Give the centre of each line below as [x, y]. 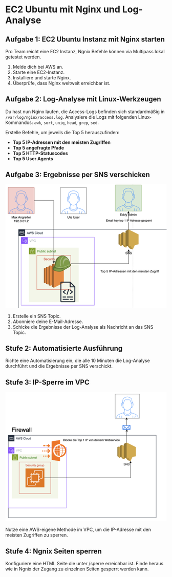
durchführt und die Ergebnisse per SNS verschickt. [59, 366]
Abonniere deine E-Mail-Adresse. [48, 322]
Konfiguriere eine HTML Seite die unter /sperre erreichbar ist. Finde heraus [84, 563]
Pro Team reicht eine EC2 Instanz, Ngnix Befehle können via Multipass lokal [85, 51]
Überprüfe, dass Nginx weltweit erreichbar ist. [61, 83]
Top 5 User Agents [33, 158]
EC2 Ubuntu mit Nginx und [63, 9]
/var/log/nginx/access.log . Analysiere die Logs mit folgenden [71, 117]
